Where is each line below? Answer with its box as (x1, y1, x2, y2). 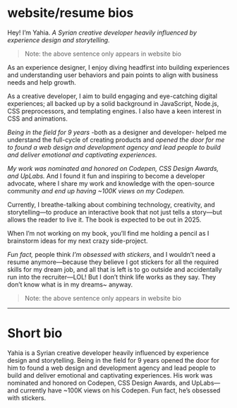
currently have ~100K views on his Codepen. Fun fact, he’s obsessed (20, 386, 221, 395)
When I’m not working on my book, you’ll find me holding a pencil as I (7, 229, 209, 237)
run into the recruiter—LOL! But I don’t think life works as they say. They (7, 272, 217, 281)
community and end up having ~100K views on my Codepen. (7, 186, 185, 195)
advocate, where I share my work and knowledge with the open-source (7, 179, 215, 188)
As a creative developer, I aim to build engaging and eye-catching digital (7, 92, 217, 100)
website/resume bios (7, 5, 134, 21)
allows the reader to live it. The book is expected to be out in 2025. (7, 215, 202, 224)
